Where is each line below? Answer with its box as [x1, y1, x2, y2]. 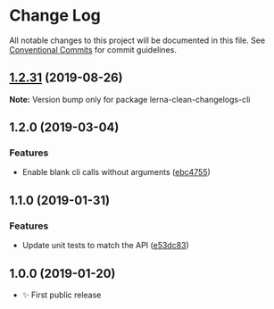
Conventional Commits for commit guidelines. [9, 44, 177, 54]
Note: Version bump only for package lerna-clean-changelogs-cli [9, 94, 251, 104]
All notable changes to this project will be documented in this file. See [9, 35, 266, 46]
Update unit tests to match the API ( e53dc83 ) [21, 240, 189, 251]
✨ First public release [21, 289, 102, 300]
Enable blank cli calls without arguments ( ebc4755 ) [21, 167, 212, 178]
